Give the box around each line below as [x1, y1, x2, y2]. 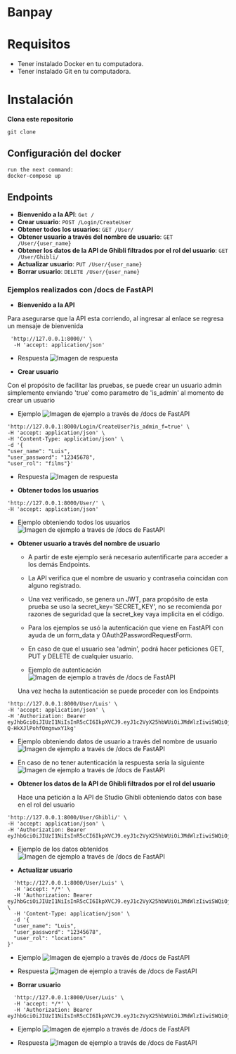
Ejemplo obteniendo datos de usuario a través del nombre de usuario [17, 737, 218, 746]
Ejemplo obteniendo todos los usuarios [17, 518, 131, 526]
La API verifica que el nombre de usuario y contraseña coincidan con [27, 573, 228, 582]
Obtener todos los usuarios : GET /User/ [17, 225, 134, 233]
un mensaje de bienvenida [7, 321, 84, 330]
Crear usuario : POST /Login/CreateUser [17, 217, 132, 226]
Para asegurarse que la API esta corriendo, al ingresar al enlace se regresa [7, 314, 224, 323]
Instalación [7, 92, 74, 108]
